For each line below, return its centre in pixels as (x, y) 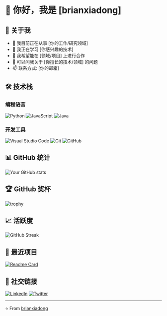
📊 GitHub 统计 (28, 158)
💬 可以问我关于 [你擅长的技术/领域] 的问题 (55, 62)
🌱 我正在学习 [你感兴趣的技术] (43, 49)
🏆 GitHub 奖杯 (28, 189)
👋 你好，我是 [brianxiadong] (63, 10)
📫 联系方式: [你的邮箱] (36, 68)
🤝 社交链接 (21, 281)
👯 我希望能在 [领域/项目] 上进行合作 (49, 56)
